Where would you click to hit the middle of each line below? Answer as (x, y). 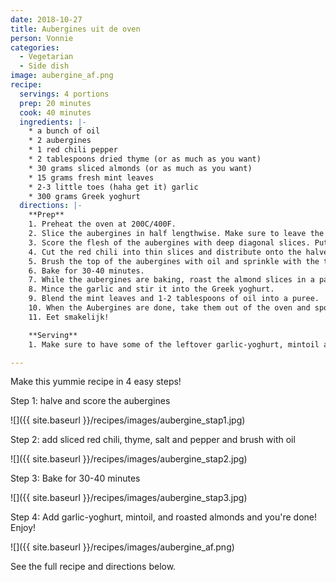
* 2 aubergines (60, 141)
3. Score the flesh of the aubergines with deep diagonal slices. (169, 242)
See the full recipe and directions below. (93, 567)
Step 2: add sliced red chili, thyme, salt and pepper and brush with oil (153, 440)
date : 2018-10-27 (46, 19)
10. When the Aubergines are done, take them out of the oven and (169, 308)
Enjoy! (23, 528)
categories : (35, 47)
